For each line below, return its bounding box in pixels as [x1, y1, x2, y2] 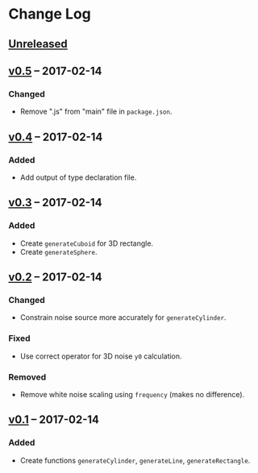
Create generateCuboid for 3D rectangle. [19, 239, 154, 248]
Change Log [8, 5, 91, 23]
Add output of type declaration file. [19, 172, 137, 182]
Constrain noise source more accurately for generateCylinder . [19, 313, 227, 322]
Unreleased [8, 37, 69, 51]
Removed [8, 371, 47, 383]
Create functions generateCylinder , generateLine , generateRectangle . [19, 455, 251, 465]
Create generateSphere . [19, 247, 98, 256]
